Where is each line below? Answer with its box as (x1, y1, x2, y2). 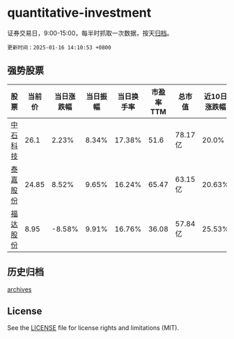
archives (7, 285, 32, 294)
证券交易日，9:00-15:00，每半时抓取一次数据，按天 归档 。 (7, 29, 173, 37)
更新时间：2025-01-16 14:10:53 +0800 (7, 44, 111, 51)
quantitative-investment (7, 5, 152, 21)
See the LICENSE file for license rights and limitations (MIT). (7, 324, 180, 332)
